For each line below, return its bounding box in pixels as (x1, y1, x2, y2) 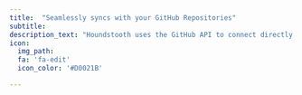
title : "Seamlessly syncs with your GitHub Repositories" (9, 13, 237, 23)
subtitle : (9, 22, 47, 31)
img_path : (17, 47, 54, 56)
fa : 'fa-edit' (17, 55, 71, 64)
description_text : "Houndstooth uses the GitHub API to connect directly (9, 30, 294, 39)
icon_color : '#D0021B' (17, 64, 103, 73)
